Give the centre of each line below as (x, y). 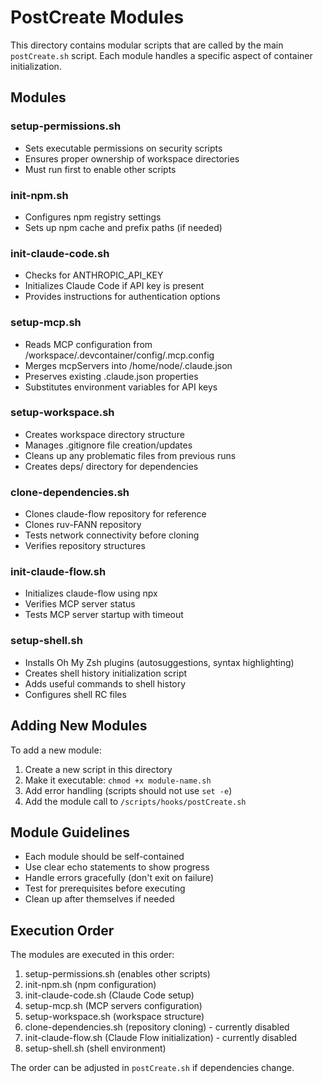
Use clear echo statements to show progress (117, 867)
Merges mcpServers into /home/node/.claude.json (128, 365)
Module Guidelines (70, 832)
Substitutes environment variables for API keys (121, 387)
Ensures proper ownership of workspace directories (132, 158)
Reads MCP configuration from (88, 344)
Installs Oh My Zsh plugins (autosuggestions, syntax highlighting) (159, 662)
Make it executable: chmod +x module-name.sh (118, 780)
